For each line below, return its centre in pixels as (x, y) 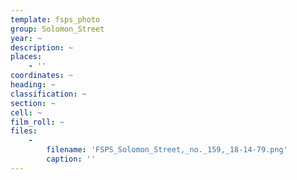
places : (26, 57)
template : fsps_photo (55, 19)
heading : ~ (33, 85)
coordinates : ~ (42, 76)
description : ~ (42, 47)
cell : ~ (26, 112)
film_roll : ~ (37, 122)
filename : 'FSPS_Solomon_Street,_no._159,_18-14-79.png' (167, 150)
